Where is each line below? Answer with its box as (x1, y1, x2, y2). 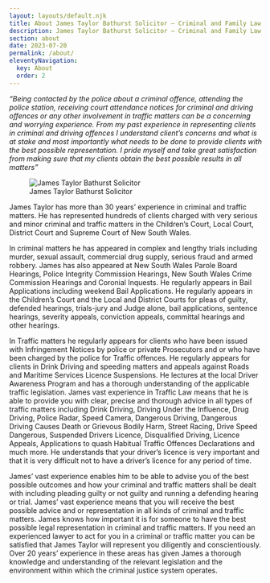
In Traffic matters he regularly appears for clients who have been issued (9, 336, 247, 345)
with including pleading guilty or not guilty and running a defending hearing (9, 488, 259, 498)
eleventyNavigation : (9, 57, 79, 65)
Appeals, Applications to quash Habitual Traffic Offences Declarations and (9, 438, 256, 448)
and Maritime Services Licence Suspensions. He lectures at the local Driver (9, 370, 259, 379)
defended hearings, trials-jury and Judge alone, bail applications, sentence (9, 303, 258, 312)
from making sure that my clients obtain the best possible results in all (9, 154, 242, 163)
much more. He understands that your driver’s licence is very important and (9, 447, 260, 457)
